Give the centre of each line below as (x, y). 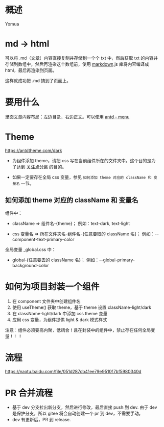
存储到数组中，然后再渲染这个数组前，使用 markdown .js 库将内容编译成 (77, 64)
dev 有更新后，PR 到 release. (41, 420)
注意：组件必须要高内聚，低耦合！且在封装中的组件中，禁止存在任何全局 (78, 330)
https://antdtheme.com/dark (34, 151)
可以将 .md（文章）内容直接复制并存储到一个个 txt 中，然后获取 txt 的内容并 (82, 58)
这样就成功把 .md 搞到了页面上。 (38, 80)
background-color (30, 265)
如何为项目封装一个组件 (52, 287)
